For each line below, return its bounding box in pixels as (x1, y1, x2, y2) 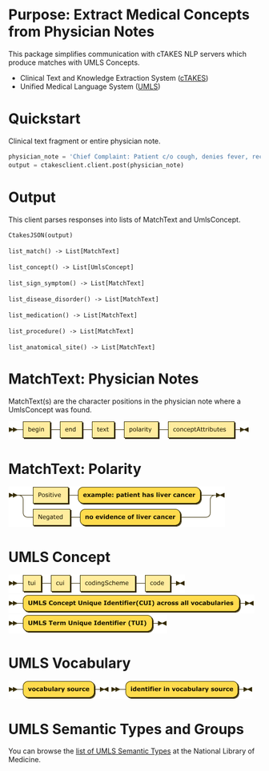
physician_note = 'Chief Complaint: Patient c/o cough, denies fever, (8, 152, 249, 161)
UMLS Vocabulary (8, 654, 131, 672)
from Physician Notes (8, 22, 155, 41)
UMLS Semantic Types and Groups (8, 720, 244, 738)
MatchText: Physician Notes (8, 370, 199, 388)
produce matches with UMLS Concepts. (8, 58, 140, 67)
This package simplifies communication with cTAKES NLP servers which (8, 49, 247, 58)
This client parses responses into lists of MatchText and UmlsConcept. (8, 215, 241, 224)
